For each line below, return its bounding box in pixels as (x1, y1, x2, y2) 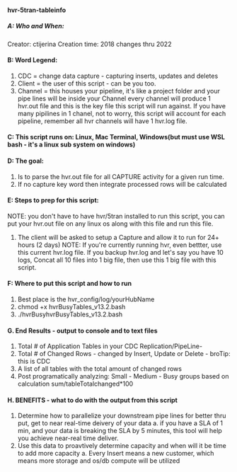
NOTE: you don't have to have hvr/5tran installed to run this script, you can (7, 212, 225, 220)
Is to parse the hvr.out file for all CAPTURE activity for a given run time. (17, 172, 224, 180)
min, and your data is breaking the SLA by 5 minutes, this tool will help (17, 427, 223, 435)
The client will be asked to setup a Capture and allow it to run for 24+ (17, 233, 219, 241)
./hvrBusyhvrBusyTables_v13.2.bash (17, 310, 123, 318)
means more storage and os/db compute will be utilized (17, 456, 180, 465)
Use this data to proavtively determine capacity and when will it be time (17, 442, 226, 450)
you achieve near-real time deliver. (17, 434, 119, 442)
